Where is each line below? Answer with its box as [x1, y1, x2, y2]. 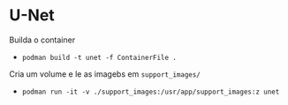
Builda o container [9, 34, 76, 45]
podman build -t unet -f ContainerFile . [21, 53, 177, 62]
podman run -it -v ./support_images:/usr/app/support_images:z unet [21, 87, 280, 96]
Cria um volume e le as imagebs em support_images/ [9, 68, 201, 79]
